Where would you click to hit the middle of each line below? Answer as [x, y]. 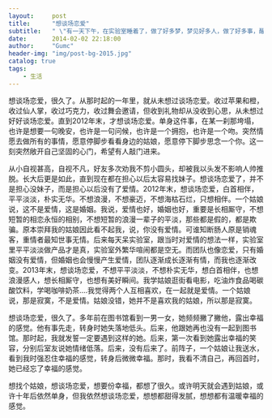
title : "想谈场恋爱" [49, 24]
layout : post [38, 16]
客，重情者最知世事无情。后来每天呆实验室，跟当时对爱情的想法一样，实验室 [136, 239]
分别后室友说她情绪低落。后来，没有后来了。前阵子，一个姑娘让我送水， [143, 348]
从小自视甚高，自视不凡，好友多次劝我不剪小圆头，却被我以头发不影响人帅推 [136, 168]
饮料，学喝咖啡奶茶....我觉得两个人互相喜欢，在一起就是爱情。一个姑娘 [133, 290]
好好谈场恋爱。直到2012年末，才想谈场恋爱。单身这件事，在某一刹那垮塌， [134, 121]
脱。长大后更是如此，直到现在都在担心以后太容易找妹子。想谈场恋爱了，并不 [136, 179]
